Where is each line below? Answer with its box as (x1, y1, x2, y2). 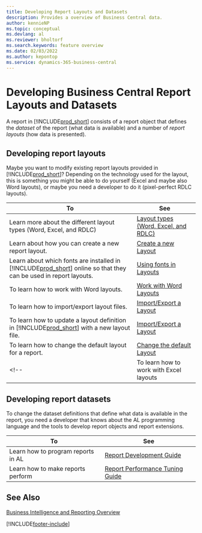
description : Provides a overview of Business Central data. (6, 14, 163, 20)
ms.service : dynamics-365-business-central (6, 59, 117, 65)
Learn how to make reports (9, 465, 85, 473)
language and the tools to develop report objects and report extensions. (6, 423, 185, 430)
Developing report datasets (6, 394, 111, 404)
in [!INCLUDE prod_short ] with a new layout (9, 324, 130, 332)
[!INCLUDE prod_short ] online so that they (9, 264, 126, 273)
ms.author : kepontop (6, 54, 58, 60)
